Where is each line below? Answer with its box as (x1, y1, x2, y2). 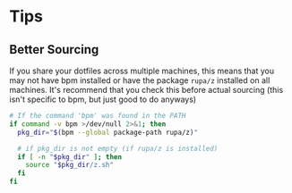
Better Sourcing (9, 42, 99, 57)
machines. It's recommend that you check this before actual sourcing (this (9, 85, 284, 95)
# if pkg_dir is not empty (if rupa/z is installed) (17, 144, 219, 153)
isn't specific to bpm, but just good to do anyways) (9, 94, 197, 105)
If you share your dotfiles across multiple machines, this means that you (9, 65, 275, 76)
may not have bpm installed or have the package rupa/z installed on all (9, 75, 271, 86)
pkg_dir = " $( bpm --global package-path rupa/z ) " (17, 128, 199, 137)
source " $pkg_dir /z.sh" (25, 161, 115, 170)
